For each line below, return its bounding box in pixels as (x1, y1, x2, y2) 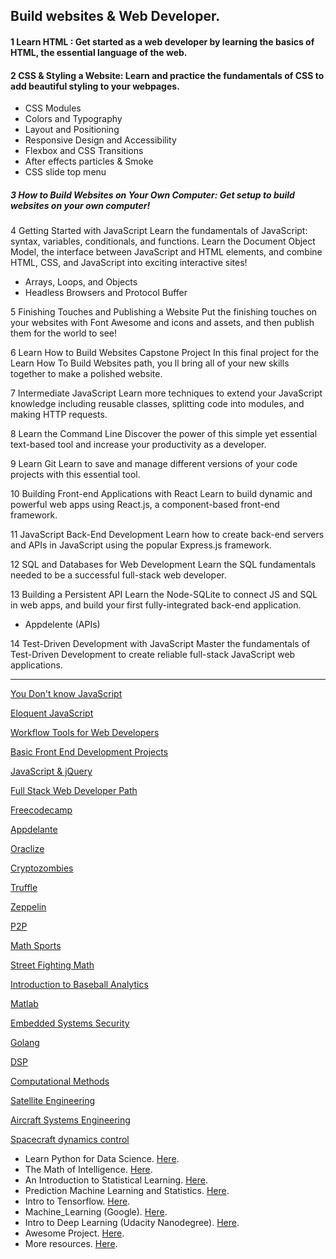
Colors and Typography (24, 113, 123, 125)
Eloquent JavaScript (10, 707, 94, 719)
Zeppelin (10, 901, 47, 913)
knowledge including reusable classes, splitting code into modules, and (10, 398, 305, 410)
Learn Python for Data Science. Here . (24, 1153, 180, 1165)
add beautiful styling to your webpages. (10, 80, 180, 92)
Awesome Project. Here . (24, 1227, 125, 1239)
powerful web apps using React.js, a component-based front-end (10, 499, 280, 511)
